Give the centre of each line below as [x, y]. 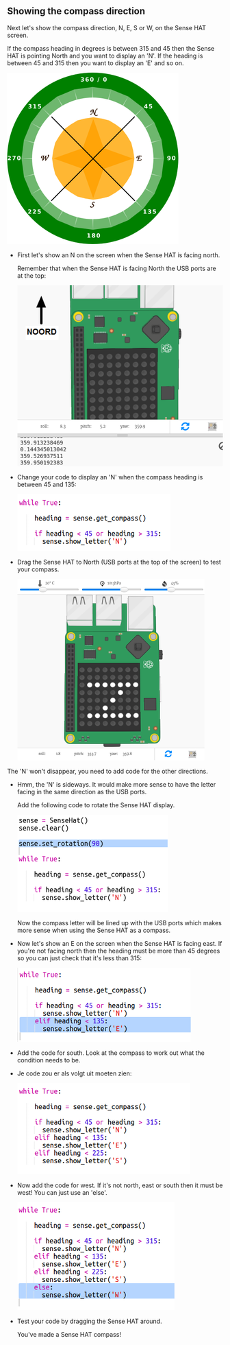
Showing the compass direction [76, 11]
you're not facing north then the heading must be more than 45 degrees [118, 951]
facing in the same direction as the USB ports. [82, 792]
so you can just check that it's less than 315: [79, 958]
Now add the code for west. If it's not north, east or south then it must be [120, 1185]
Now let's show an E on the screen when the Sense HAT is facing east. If [119, 944]
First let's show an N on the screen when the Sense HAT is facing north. [118, 255]
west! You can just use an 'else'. [62, 1193]
